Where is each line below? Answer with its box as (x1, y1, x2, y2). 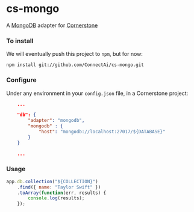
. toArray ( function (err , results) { (17, 190, 107, 196)
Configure (6, 76, 37, 84)
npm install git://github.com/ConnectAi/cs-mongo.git (6, 62, 145, 68)
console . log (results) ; (28, 195, 85, 201)
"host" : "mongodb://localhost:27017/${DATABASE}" (38, 129, 166, 135)
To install (6, 37, 34, 45)
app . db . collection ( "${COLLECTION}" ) (6, 178, 98, 184)
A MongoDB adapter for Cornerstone (6, 22, 98, 29)
